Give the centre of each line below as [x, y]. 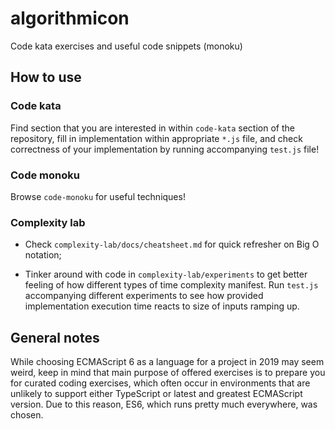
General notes [55, 337]
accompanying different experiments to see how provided [144, 296]
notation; [43, 255]
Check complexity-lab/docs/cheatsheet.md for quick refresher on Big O [172, 244]
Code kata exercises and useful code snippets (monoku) [126, 46]
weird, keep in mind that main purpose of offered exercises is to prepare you [168, 373]
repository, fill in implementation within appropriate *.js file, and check [156, 138]
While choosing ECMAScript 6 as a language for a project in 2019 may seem [167, 362]
